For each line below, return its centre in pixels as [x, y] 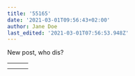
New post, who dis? [35, 53]
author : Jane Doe [32, 26]
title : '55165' [29, 13]
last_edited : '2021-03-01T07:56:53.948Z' [68, 33]
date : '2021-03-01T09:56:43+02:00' [59, 20]
